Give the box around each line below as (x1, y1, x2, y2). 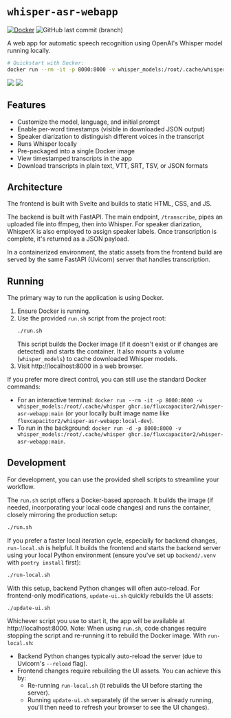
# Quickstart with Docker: (7, 59, 85, 67)
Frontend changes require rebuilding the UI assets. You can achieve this (16, 666, 221, 675)
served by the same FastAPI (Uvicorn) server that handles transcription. (7, 255, 211, 263)
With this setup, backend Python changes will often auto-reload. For (7, 584, 201, 592)
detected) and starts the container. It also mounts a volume (16, 347, 184, 356)
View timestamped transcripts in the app (16, 154, 133, 162)
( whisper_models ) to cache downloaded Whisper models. (16, 355, 177, 362)
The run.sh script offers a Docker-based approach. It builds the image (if (7, 496, 214, 504)
